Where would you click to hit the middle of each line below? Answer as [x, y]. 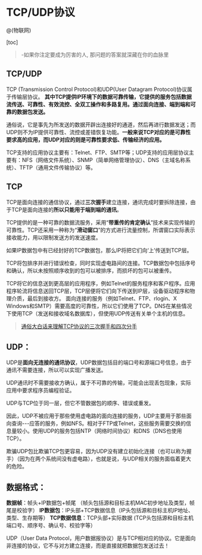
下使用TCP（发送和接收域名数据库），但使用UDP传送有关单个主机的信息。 [97, 313]
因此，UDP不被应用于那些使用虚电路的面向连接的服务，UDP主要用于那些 [96, 416]
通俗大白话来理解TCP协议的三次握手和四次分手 [79, 326]
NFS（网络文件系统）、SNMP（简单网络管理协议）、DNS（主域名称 [104, 160]
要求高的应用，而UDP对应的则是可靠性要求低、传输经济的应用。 [86, 140]
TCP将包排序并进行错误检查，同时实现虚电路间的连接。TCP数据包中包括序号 [101, 263]
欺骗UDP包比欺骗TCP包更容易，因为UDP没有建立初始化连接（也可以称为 [96, 451]
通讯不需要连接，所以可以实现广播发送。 [56, 370]
